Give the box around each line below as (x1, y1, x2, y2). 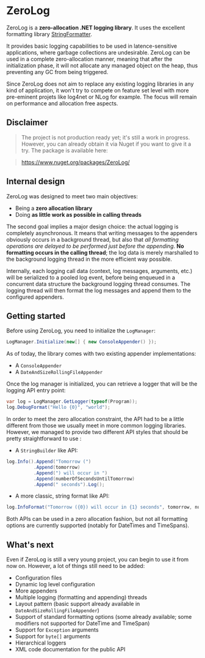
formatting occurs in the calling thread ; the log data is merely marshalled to (6, 249, 199, 256)
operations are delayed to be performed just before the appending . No (6, 242, 184, 250)
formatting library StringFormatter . (6, 30, 93, 37)
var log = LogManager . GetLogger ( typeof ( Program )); (6, 398, 138, 405)
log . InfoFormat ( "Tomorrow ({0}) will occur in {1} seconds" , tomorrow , (6, 504, 192, 510)
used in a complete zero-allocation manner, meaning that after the (6, 55, 173, 62)
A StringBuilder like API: (15, 447, 78, 454)
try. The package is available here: (21, 146, 108, 154)
